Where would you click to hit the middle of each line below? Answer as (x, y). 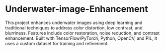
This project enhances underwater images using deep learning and (74, 23)
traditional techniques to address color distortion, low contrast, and (74, 27)
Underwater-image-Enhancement (77, 9)
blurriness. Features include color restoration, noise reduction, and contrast (82, 33)
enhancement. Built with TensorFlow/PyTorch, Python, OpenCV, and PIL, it (81, 38)
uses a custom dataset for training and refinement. (57, 43)
